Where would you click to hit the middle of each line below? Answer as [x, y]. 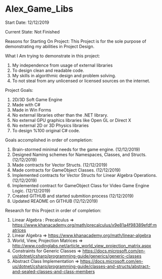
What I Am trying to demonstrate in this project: [53, 56]
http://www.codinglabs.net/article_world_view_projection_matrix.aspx [82, 245]
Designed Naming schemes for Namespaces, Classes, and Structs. [79, 155]
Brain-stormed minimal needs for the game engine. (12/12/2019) [76, 149]
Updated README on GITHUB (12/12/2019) [55, 201]
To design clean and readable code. [48, 70]
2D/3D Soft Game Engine [37, 99]
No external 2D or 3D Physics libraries [50, 125]
